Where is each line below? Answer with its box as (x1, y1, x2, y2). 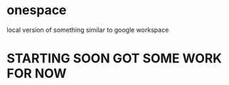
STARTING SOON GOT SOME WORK (6, 50, 222, 67)
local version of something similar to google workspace (6, 25, 169, 34)
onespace (6, 2, 67, 18)
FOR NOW (6, 66, 67, 81)
